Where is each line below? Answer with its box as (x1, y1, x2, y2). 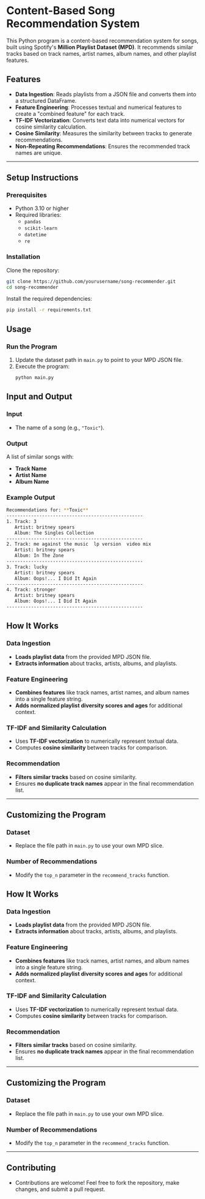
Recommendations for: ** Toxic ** (6, 507, 88, 513)
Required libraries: (15, 211, 62, 219)
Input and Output (6, 391, 73, 402)
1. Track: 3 (6, 518, 37, 524)
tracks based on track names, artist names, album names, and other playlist (6, 50, 197, 57)
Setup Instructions (6, 173, 79, 183)
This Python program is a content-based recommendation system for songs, (6, 37, 199, 44)
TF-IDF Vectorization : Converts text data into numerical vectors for (15, 116, 185, 124)
